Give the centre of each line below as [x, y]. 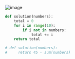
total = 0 [24, 21]
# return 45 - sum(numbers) [38, 53]
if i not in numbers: [45, 30]
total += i [42, 35]
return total [27, 39]
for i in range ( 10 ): [35, 25]
